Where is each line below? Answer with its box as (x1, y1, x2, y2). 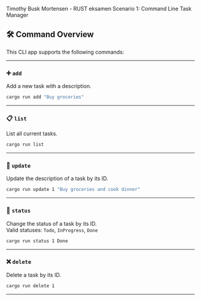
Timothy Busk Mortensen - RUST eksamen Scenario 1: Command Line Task (6, 5, 192, 12)
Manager (6, 11, 29, 19)
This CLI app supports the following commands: (6, 48, 124, 56)
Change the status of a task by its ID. (6, 220, 97, 227)
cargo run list (6, 142, 44, 148)
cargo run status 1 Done (6, 238, 68, 244)
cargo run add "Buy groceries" (6, 94, 84, 101)
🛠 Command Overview (6, 29, 94, 39)
